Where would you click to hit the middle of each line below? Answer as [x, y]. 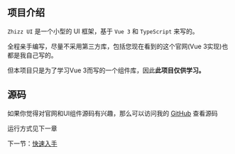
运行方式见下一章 [32, 128]
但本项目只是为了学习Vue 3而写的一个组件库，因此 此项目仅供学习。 [106, 70]
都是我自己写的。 [32, 55]
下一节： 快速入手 [32, 143]
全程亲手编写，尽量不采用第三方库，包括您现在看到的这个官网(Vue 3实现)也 [118, 46]
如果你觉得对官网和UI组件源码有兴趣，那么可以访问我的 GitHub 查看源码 [113, 113]
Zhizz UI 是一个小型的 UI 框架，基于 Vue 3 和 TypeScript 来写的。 [103, 31]
